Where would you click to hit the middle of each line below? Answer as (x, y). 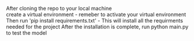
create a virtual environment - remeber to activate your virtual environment (96, 14)
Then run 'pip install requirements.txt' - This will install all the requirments (95, 20)
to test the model (27, 33)
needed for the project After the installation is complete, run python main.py (97, 27)
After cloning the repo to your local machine (59, 8)
